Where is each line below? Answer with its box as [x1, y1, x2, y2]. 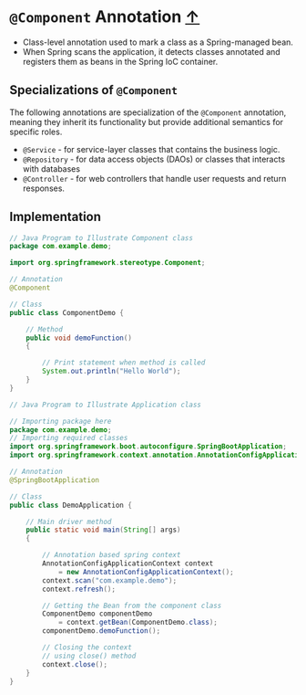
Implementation [9, 209, 102, 225]
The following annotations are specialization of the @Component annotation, [9, 107, 287, 118]
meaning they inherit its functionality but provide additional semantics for [9, 116, 284, 127]
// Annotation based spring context [42, 551, 181, 560]
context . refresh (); [42, 584, 117, 594]
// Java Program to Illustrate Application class [9, 400, 202, 409]
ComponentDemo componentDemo [42, 609, 153, 618]
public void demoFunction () [25, 333, 132, 342]
